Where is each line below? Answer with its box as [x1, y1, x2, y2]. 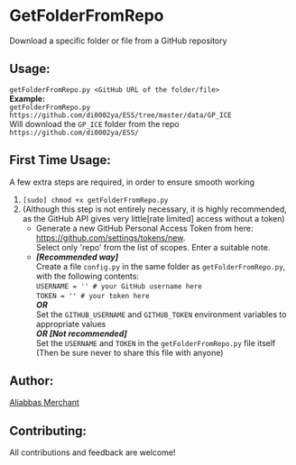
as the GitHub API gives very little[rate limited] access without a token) [22, 213, 286, 223]
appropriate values [35, 318, 106, 329]
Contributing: [9, 423, 88, 438]
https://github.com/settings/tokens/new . [35, 232, 186, 243]
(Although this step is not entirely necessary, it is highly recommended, [22, 204, 287, 214]
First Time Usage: [9, 152, 111, 168]
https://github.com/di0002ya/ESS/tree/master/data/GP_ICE [9, 110, 232, 120]
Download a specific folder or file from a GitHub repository [9, 35, 227, 46]
